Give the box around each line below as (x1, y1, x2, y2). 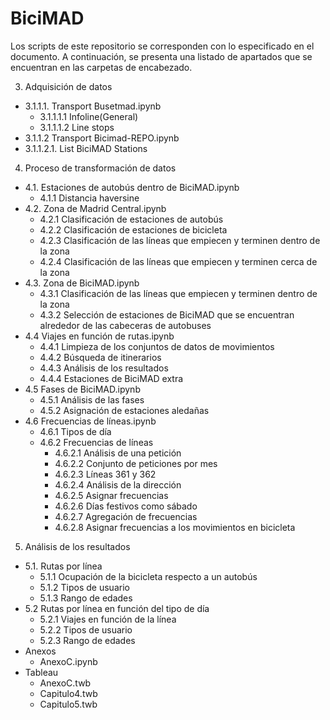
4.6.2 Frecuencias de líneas (39, 436, 154, 448)
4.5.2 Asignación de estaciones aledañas (39, 404, 210, 416)
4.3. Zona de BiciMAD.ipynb (24, 277, 140, 289)
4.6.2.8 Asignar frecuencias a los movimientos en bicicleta (54, 521, 296, 533)
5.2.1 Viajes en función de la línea (39, 613, 177, 625)
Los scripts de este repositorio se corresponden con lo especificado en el (10, 40, 315, 52)
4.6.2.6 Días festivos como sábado (54, 500, 198, 512)
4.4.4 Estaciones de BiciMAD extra (39, 372, 184, 384)
